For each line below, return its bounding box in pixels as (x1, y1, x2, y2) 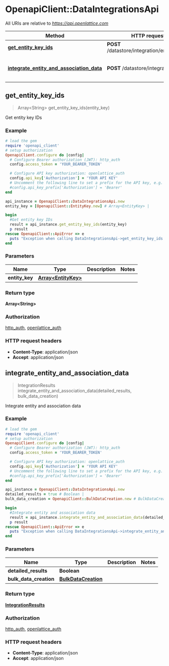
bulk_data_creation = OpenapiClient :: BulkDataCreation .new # (5, 497, 136, 502)
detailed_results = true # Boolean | (5, 492, 84, 497)
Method (45, 32, 64, 39)
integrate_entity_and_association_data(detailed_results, (17, 387, 132, 394)
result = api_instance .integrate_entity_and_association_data (10, 515, 143, 520)
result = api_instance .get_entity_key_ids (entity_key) (10, 222, 127, 227)
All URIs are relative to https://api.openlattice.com (5, 20, 109, 26)
